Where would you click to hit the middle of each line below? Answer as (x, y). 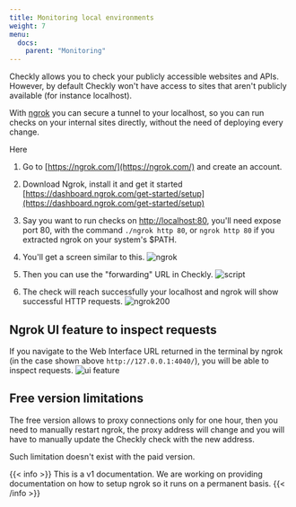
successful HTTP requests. (73, 302)
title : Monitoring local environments (82, 17)
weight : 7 (28, 26)
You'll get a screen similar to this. (83, 258)
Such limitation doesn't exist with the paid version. (102, 456)
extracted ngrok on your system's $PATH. (100, 240)
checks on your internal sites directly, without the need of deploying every (147, 123)
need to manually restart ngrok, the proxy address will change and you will (147, 429)
